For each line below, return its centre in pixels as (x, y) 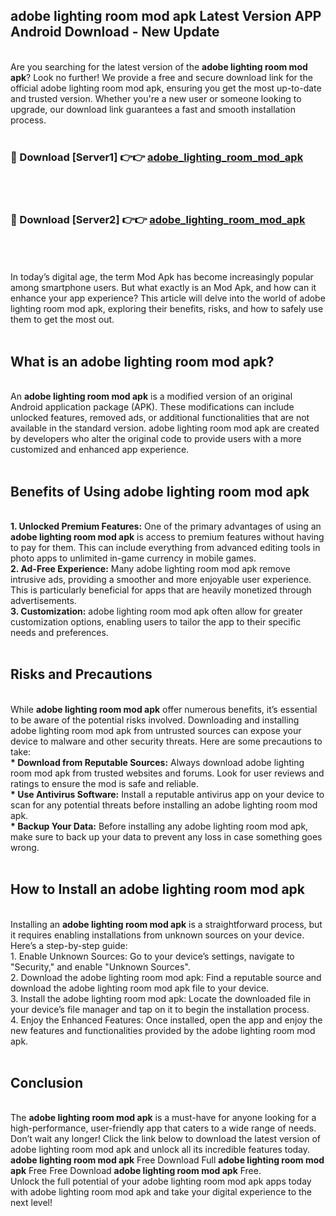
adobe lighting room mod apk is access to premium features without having (167, 537)
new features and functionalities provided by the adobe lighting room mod (163, 1030)
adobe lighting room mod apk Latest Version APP (166, 16)
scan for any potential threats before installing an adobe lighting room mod (164, 805)
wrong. (25, 847)
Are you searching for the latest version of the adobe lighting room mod (159, 66)
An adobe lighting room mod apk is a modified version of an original (151, 396)
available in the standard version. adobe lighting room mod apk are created (165, 428)
